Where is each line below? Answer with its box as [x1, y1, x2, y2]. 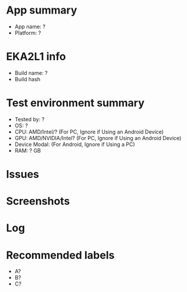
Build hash [14, 75, 41, 82]
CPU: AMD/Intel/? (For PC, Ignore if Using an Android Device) [14, 128, 164, 135]
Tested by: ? [14, 115, 45, 122]
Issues [6, 168, 40, 181]
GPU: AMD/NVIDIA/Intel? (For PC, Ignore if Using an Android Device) [14, 134, 182, 141]
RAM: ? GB [14, 147, 41, 154]
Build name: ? [14, 69, 48, 77]
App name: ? [14, 23, 46, 30]
